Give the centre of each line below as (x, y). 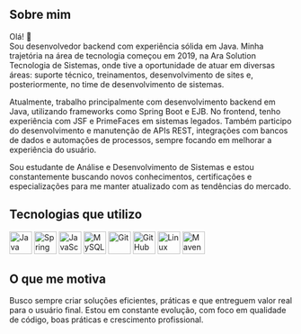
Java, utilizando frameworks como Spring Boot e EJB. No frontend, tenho (145, 111)
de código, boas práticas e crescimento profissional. (106, 320)
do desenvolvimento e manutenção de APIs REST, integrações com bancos (149, 131)
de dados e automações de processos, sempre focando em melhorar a (141, 140)
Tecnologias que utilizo (75, 215)
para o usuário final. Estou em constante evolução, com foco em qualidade (148, 311)
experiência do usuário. (53, 149)
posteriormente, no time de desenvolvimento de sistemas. (117, 84)
